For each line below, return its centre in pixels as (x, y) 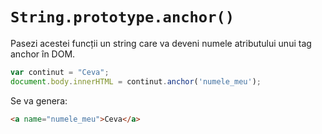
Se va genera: (39, 100)
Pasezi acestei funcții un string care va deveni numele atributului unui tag (161, 43)
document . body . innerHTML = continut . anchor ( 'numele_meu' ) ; (136, 81)
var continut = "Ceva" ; (60, 72)
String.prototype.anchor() (122, 17)
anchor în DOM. (43, 54)
